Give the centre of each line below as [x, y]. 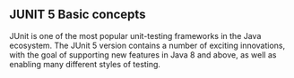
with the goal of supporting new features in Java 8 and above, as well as [143, 55]
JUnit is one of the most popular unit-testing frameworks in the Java [135, 35]
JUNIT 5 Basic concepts [78, 15]
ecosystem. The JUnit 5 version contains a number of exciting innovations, [147, 45]
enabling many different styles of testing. [85, 64]
